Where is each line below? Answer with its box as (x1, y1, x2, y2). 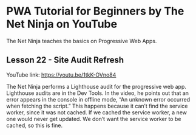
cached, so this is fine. (6, 122, 63, 129)
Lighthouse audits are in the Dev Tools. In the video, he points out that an (6, 89, 189, 97)
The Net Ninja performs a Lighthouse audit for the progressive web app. (6, 83, 187, 90)
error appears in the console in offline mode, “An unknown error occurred (6, 95, 191, 103)
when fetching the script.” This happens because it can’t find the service (6, 102, 188, 109)
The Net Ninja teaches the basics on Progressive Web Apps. (6, 37, 157, 44)
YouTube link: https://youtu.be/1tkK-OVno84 (6, 71, 117, 78)
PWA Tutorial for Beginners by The (6, 4, 184, 18)
